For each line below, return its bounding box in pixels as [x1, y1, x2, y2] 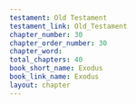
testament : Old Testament [9, 13, 107, 23]
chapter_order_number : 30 [9, 38, 107, 48]
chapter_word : [9, 47, 63, 56]
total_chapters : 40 [9, 55, 83, 64]
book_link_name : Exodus [9, 72, 100, 81]
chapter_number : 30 [9, 30, 83, 39]
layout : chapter [9, 80, 71, 90]
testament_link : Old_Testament [9, 22, 128, 31]
